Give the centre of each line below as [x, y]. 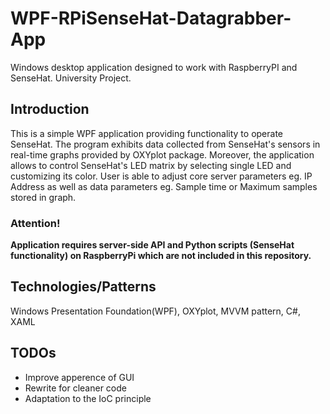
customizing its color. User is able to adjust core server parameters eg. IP [161, 176]
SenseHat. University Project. [71, 78]
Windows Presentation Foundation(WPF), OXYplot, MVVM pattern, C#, [155, 311]
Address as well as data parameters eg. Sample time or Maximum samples [164, 186]
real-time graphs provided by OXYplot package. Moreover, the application [162, 154]
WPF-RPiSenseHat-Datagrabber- [151, 18]
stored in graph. [43, 197]
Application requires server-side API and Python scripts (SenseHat [152, 245]
